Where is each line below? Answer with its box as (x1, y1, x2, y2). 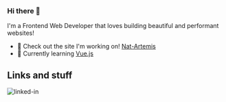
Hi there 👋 (7, 6, 41, 16)
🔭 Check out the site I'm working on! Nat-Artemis (16, 42, 156, 51)
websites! (7, 29, 34, 37)
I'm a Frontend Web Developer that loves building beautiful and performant (7, 22, 219, 30)
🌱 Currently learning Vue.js (16, 49, 94, 58)
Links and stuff (7, 69, 73, 81)
